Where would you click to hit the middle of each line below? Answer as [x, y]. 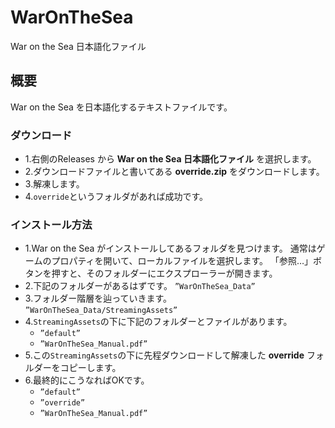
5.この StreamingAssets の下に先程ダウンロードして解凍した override [164, 355]
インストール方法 [51, 224]
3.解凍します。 [54, 184]
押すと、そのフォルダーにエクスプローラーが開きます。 [164, 273]
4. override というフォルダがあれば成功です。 [116, 197]
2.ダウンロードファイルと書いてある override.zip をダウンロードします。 [174, 172]
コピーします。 [90, 368]
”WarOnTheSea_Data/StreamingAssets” [101, 311]
